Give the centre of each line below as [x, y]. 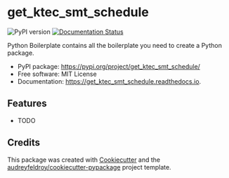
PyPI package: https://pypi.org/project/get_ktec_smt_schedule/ [109, 66]
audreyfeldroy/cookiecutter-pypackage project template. [89, 167]
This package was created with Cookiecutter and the [84, 160]
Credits [24, 142]
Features [27, 104]
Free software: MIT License [57, 74]
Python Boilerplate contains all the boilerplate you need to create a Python [115, 45]
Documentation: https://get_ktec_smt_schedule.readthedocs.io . [109, 81]
